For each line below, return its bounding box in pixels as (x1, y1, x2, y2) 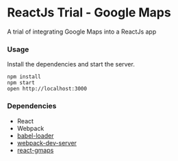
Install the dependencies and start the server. (7, 60, 135, 69)
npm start (7, 79, 36, 86)
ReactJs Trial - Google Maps (7, 5, 171, 21)
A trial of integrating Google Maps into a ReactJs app (7, 27, 157, 36)
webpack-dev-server (16, 138, 77, 147)
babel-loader (16, 132, 54, 140)
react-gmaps (16, 146, 54, 154)
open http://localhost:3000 (7, 86, 88, 92)
